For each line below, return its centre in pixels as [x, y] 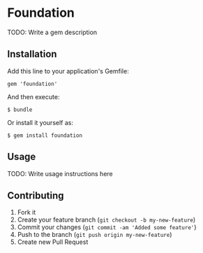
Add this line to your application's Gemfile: [68, 71]
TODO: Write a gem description [52, 32]
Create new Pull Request [53, 242]
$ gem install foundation [45, 135]
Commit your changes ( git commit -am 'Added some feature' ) [107, 227]
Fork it [27, 212]
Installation [32, 54]
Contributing [36, 195]
